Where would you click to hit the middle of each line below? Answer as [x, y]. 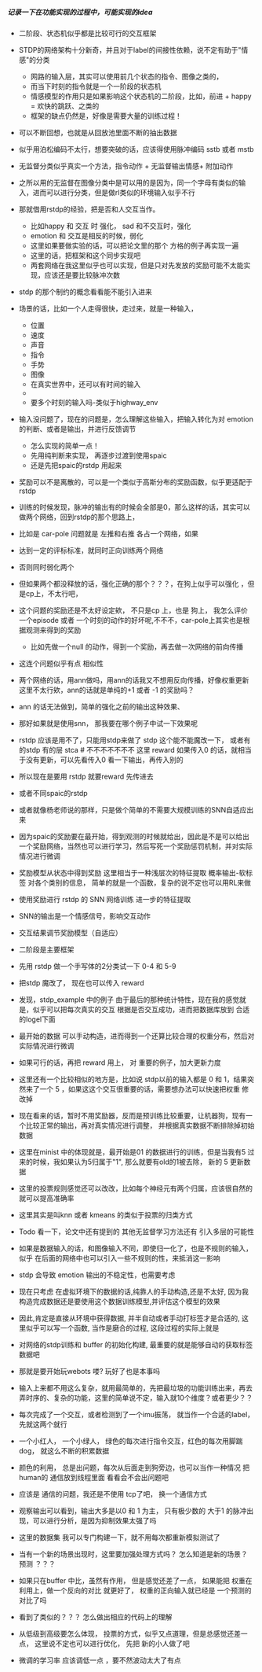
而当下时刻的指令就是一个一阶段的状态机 [96, 86]
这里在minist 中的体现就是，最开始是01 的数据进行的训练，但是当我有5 [132, 1151]
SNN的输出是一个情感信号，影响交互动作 [84, 915]
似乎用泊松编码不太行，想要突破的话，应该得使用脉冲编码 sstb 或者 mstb [136, 149]
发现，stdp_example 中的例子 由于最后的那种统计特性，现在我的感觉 [129, 1000]
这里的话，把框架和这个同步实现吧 [86, 255]
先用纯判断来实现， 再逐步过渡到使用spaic [98, 455]
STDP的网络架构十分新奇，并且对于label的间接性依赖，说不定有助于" [130, 50]
